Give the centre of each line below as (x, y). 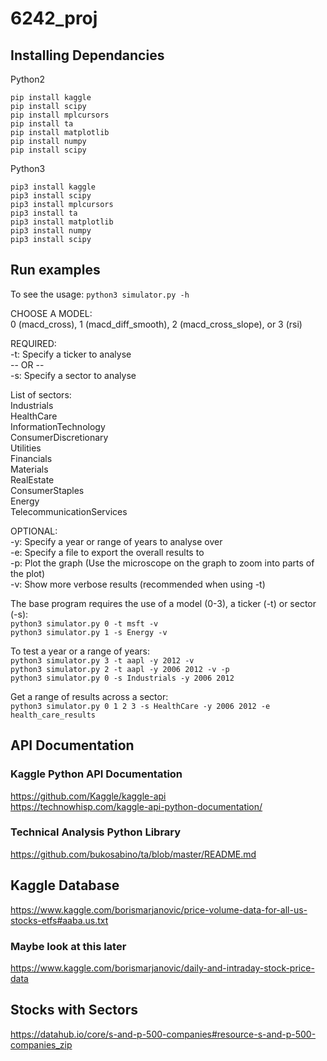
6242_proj (54, 18)
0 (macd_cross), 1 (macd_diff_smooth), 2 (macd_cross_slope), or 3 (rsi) (156, 324)
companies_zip (41, 1044)
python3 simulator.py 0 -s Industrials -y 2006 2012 (122, 678)
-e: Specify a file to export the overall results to (107, 552)
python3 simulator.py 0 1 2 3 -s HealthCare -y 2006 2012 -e (140, 706)
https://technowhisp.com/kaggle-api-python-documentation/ (136, 806)
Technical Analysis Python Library (96, 832)
